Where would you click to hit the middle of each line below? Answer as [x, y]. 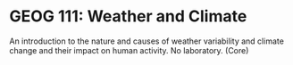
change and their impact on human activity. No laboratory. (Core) [129, 50]
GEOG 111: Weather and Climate [128, 16]
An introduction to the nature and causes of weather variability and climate [146, 41]
